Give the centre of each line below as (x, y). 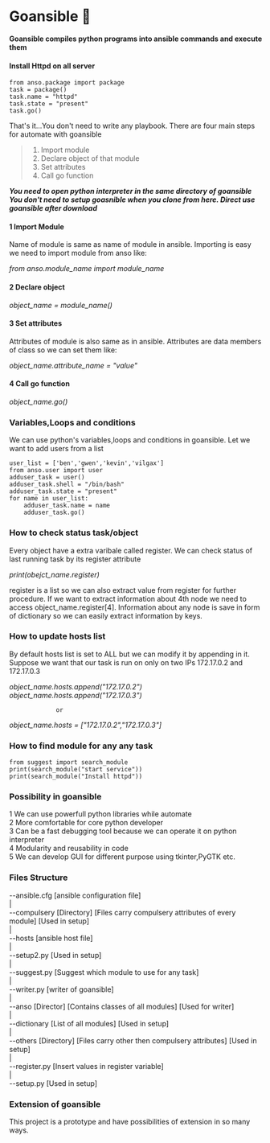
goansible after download (53, 208)
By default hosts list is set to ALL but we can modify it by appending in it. (129, 654)
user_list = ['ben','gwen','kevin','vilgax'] (86, 463)
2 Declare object (37, 287)
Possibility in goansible (55, 797)
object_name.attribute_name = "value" (74, 365)
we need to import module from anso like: (78, 253)
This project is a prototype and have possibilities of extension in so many (130, 1122)
